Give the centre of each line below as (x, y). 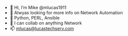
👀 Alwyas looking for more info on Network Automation (66, 13)
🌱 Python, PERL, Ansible (35, 18)
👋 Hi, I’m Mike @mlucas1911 (38, 8)
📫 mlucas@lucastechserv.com (42, 28)
